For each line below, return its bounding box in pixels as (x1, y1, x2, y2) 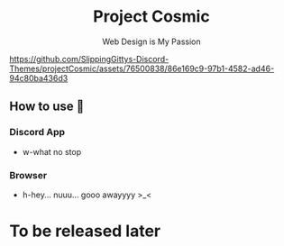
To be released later (9, 221, 161, 241)
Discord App (9, 126, 66, 139)
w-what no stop (22, 146, 82, 157)
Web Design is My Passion (102, 36, 201, 47)
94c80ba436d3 (9, 72, 69, 83)
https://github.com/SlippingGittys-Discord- (9, 53, 169, 64)
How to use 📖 (9, 99, 85, 114)
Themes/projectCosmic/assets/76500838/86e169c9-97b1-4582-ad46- (9, 63, 275, 74)
